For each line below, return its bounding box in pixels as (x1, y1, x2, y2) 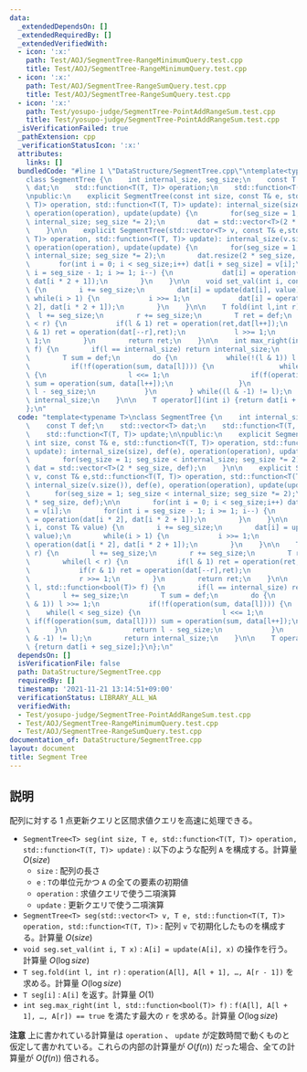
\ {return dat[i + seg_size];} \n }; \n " (26, 642, 174, 652)
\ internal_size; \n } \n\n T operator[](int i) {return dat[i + (26, 396, 297, 405)
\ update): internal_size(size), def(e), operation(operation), (26, 447, 276, 456)
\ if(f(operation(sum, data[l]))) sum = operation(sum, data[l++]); (26, 617, 292, 626)
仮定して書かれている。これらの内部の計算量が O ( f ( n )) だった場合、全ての (9, 1041, 288, 1052)
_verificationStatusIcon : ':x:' (17, 141, 142, 150)
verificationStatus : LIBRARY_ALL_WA (17, 693, 157, 702)
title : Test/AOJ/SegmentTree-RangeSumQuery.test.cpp (26, 90, 231, 99)
